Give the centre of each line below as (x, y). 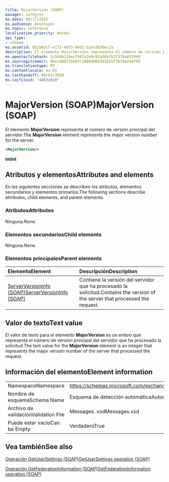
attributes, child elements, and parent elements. (55, 198)
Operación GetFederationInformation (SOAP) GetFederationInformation (78, 468)
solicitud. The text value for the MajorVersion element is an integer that (79, 346)
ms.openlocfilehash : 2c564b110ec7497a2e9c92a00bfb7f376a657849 (73, 57)
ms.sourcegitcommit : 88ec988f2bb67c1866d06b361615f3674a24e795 (73, 61)
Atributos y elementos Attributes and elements (79, 175)
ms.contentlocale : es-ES (31, 71)
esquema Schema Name (36, 400)
